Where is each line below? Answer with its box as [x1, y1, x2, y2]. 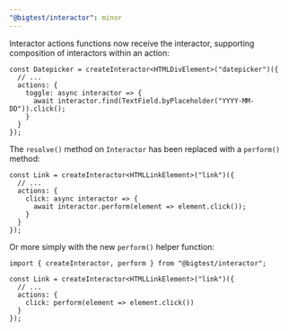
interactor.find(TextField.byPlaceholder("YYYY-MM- [57, 96, 255, 105]
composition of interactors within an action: [9, 47, 170, 58]
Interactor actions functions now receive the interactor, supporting [9, 38, 255, 49]
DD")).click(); [9, 104, 66, 113]
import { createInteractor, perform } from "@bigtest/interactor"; [9, 258, 267, 268]
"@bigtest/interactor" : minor [9, 13, 123, 22]
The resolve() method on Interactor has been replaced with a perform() [9, 143, 281, 154]
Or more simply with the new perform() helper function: [9, 241, 215, 252]
